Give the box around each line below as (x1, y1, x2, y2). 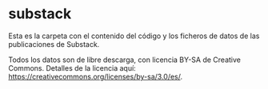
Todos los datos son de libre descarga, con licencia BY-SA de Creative (8, 55, 242, 64)
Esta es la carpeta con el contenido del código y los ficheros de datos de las (8, 31, 260, 41)
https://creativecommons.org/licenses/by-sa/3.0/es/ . (8, 72, 183, 81)
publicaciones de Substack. (8, 39, 100, 48)
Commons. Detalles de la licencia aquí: (8, 63, 136, 72)
